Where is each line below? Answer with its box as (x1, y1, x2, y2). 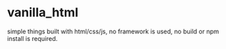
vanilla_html (7, 5, 79, 20)
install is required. (7, 34, 58, 42)
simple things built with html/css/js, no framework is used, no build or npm (7, 27, 220, 35)
